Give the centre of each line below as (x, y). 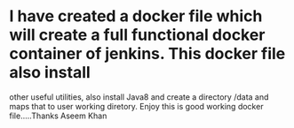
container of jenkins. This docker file (147, 54)
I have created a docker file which (136, 16)
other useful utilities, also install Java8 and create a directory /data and (139, 97)
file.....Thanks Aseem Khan (58, 116)
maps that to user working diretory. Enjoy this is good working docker (136, 106)
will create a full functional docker (137, 35)
